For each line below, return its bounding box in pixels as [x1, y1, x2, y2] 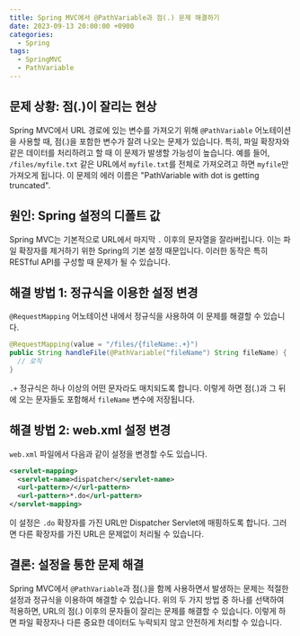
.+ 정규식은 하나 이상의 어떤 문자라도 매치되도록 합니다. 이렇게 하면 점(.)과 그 [9, 382, 277, 393]
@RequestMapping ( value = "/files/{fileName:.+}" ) [9, 340, 199, 350]
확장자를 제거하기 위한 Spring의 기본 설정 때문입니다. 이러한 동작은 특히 [18, 245, 269, 256]
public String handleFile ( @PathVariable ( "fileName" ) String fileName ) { [9, 349, 287, 358]
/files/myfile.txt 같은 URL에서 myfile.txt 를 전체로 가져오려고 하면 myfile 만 [9, 159, 289, 169]
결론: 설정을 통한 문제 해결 [9, 558, 145, 573]
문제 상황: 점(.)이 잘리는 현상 [9, 99, 157, 114]
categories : [9, 30, 54, 39]
